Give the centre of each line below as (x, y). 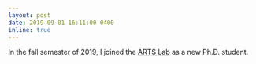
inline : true (30, 30)
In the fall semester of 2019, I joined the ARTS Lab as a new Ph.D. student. (128, 52)
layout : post (30, 15)
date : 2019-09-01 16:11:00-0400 (61, 23)
